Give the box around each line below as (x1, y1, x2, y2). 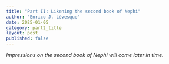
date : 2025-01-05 (6, 19, 49, 25)
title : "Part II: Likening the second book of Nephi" (6, 8, 141, 15)
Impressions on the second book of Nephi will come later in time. (6, 52, 164, 58)
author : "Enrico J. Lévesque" (6, 14, 81, 20)
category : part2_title (6, 24, 62, 31)
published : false (6, 35, 49, 41)
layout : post (6, 30, 38, 36)
